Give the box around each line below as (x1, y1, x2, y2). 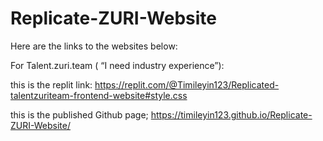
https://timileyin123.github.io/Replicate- (150, 108, 313, 121)
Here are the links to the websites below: (10, 40, 178, 52)
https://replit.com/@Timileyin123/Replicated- (94, 78, 280, 91)
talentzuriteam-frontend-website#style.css (10, 89, 188, 101)
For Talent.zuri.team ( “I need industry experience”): (10, 59, 225, 71)
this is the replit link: (10, 78, 93, 91)
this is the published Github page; (10, 108, 149, 121)
